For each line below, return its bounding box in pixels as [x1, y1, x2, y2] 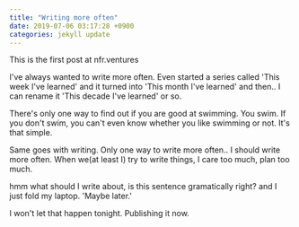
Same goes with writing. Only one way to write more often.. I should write [9, 144, 281, 155]
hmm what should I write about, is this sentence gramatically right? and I [9, 181, 277, 192]
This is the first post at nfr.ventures [9, 55, 139, 65]
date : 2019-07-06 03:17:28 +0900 [9, 22, 135, 31]
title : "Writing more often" [9, 13, 119, 22]
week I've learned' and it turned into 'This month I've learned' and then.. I [9, 82, 281, 92]
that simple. [9, 127, 53, 138]
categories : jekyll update [9, 30, 110, 39]
